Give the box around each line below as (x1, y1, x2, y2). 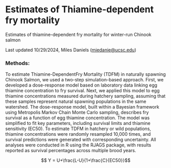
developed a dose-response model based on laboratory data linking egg (5, 82, 157, 88)
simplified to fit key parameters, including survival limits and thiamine (5, 120, 151, 127)
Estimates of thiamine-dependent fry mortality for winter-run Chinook (5, 31, 152, 37)
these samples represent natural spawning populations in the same (5, 98, 146, 104)
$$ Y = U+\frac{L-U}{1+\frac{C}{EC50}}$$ (41, 157, 131, 163)
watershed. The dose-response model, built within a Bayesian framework (5, 104, 160, 110)
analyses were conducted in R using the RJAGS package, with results (5, 142, 152, 148)
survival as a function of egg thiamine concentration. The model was (5, 115, 150, 121)
